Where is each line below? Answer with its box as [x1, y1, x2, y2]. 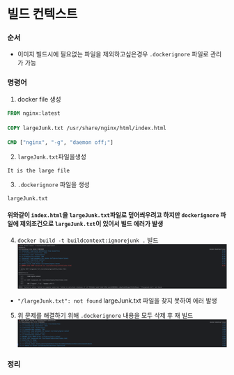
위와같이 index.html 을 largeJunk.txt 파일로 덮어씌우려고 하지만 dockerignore [7, 210, 219, 219]
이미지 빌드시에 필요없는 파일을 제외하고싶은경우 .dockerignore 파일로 [17, 50, 209, 58]
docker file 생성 [17, 95, 61, 103]
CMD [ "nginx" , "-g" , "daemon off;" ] [7, 139, 114, 146]
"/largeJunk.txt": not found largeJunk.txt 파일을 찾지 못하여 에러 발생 [17, 296, 217, 305]
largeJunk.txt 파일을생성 [17, 152, 87, 161]
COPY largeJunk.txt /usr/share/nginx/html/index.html [7, 125, 167, 131]
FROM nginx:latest [7, 109, 61, 117]
